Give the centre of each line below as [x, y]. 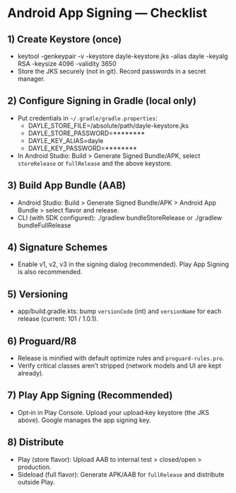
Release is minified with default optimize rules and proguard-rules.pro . [121, 358]
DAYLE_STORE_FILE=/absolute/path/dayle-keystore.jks [108, 125]
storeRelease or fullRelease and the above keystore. [95, 163]
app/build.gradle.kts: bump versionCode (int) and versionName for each [119, 311]
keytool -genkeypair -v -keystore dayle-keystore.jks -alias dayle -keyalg [123, 56]
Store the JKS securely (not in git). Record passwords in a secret [112, 71]
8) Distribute [36, 442]
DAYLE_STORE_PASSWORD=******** [87, 133]
